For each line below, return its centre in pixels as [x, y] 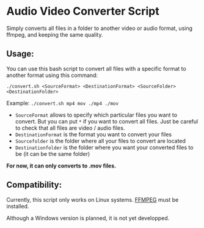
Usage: [20, 54]
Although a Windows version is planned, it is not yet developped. [88, 218]
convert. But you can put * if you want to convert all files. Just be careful [107, 121]
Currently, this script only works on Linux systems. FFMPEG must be [93, 199]
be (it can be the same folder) [53, 153]
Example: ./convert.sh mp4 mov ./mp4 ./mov [63, 103]
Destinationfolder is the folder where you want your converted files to [104, 147]
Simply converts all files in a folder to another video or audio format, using [100, 28]
